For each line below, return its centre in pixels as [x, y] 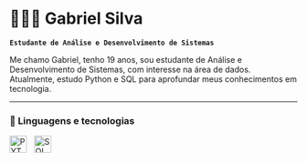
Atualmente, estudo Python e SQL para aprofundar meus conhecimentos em [153, 79]
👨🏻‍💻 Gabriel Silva [76, 19]
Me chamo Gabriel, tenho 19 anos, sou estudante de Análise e [126, 59]
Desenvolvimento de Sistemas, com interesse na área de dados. [130, 69]
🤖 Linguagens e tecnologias [72, 120]
